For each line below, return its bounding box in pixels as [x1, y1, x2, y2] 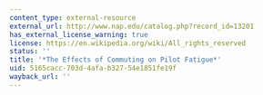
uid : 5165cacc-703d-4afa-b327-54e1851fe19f [9, 64, 177, 73]
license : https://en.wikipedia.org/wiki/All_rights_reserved [9, 38, 247, 48]
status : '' [9, 47, 51, 56]
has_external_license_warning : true [9, 30, 148, 39]
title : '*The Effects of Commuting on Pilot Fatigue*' [9, 55, 222, 64]
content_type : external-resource [9, 13, 137, 23]
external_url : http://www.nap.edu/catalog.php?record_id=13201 [9, 22, 255, 31]
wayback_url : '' [9, 72, 71, 81]
